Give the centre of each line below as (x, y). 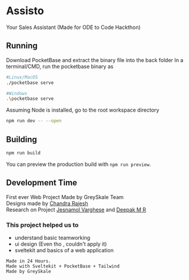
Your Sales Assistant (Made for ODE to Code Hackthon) (74, 27)
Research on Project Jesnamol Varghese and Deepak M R (76, 209)
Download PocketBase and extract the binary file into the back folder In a (95, 60)
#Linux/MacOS (22, 77)
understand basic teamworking (52, 237)
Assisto (25, 11)
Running (22, 46)
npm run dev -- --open (34, 121)
